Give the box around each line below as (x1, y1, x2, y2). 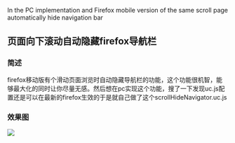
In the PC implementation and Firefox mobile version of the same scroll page (7, 6, 228, 14)
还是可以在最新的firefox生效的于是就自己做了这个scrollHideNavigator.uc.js (13, 93, 227, 101)
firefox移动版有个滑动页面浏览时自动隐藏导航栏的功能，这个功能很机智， (7, 75, 217, 83)
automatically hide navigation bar (7, 13, 104, 22)
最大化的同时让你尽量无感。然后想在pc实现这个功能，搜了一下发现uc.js (13, 84, 219, 93)
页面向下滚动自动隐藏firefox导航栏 (7, 35, 157, 48)
